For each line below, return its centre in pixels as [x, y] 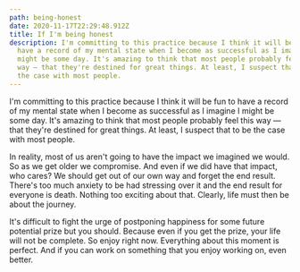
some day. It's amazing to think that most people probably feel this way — [145, 120]
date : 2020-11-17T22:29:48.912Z [69, 26]
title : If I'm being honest [62, 34]
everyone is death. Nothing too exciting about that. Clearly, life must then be [150, 194]
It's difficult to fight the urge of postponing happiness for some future [137, 221]
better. [21, 259]
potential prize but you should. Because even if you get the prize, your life [145, 231]
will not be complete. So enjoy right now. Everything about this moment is [144, 240]
